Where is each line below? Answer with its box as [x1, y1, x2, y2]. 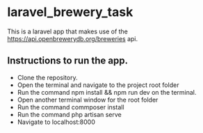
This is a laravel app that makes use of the [7, 27, 129, 36]
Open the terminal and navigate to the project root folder [17, 81, 179, 89]
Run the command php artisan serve [17, 110, 122, 118]
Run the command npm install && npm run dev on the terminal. [17, 88, 197, 96]
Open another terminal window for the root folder [17, 95, 159, 104]
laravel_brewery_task [7, 4, 133, 20]
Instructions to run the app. [7, 55, 129, 67]
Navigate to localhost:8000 [17, 118, 96, 126]
